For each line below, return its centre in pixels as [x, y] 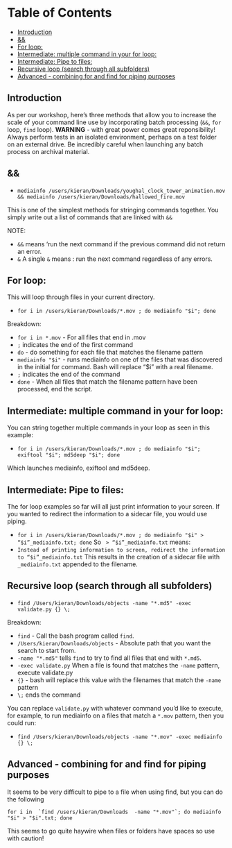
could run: [22, 722]
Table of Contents [60, 13]
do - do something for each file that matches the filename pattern [110, 353]
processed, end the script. [55, 389]
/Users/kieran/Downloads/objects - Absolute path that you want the [114, 643]
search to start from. [46, 650]
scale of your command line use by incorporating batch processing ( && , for [114, 122]
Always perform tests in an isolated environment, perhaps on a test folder [112, 137]
